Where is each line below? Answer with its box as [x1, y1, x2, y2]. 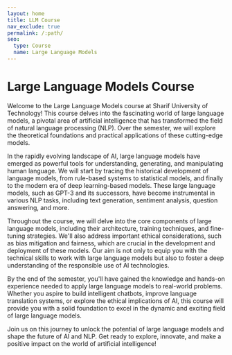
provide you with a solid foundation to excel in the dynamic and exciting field [7, 304, 226, 312]
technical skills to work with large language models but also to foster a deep [7, 254, 224, 262]
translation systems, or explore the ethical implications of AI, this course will [7, 296, 224, 305]
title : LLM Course [7, 17, 60, 24]
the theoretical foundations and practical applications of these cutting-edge [7, 131, 223, 139]
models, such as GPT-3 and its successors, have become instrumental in [7, 189, 215, 197]
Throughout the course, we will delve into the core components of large [7, 216, 212, 225]
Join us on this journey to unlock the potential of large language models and [7, 324, 224, 333]
